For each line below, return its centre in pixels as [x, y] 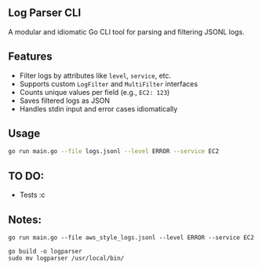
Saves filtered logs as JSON [65, 100]
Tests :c [32, 195]
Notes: [25, 219]
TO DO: [26, 176]
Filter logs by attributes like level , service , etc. [95, 75]
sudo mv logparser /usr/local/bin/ [66, 258]
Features [30, 57]
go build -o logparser [45, 251]
